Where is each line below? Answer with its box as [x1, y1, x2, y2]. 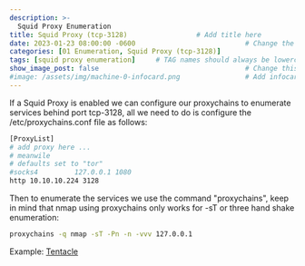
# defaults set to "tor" [9, 160, 103, 169]
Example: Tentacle [9, 246, 79, 257]
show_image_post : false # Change [9, 64, 279, 74]
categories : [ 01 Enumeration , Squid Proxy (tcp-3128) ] [9, 47, 221, 56]
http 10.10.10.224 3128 [9, 176, 100, 186]
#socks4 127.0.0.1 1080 [9, 168, 132, 177]
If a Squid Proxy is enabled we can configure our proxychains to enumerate [9, 97, 291, 108]
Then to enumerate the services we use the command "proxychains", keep [9, 192, 289, 203]
